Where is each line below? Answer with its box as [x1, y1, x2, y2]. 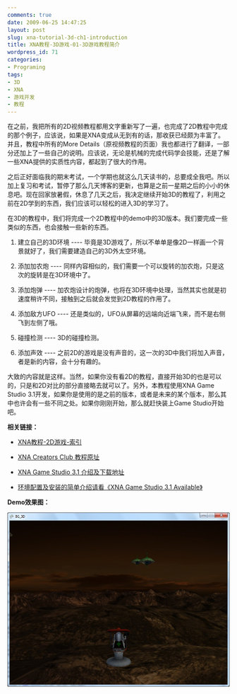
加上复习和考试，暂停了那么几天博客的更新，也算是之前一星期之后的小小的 [7, 181, 224, 190]
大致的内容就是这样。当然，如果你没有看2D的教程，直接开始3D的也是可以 [7, 372, 222, 381]
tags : [7, 71, 23, 78]
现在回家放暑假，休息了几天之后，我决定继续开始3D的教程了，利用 [25, 190, 220, 199]
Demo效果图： [7, 498, 50, 507]
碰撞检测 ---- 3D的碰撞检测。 [17, 333, 104, 342]
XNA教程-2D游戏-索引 [17, 438, 83, 446]
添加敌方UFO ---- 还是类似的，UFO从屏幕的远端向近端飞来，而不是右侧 [17, 310, 226, 318]
